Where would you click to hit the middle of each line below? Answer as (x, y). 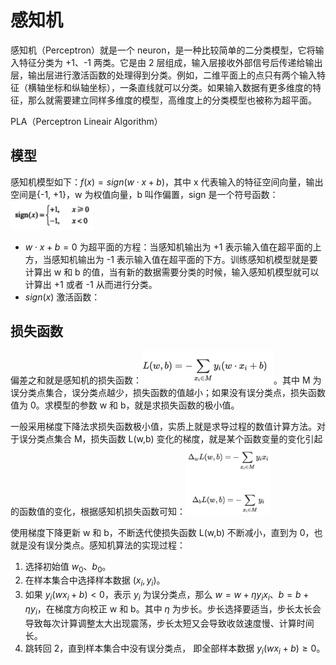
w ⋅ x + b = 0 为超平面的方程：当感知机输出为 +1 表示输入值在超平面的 (168, 247)
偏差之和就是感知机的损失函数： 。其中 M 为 (166, 380)
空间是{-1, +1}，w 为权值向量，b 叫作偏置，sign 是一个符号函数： (144, 194)
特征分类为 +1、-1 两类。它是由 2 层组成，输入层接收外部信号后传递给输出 (170, 62)
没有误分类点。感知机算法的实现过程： (106, 545)
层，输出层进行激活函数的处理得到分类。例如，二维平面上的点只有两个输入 (163, 75)
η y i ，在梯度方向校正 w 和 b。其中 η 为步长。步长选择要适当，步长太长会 (173, 609)
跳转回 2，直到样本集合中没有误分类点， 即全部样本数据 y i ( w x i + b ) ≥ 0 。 (175, 649)
